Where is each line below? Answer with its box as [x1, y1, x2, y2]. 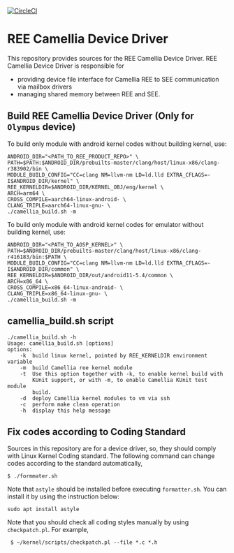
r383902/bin [7, 165, 42, 172]
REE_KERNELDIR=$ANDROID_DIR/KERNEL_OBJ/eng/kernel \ [7, 184, 164, 191]
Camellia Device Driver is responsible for [7, 61, 124, 70]
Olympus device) [7, 121, 76, 133]
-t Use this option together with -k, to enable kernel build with [20, 370, 224, 377]
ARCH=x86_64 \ [7, 278, 49, 285]
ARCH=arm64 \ [7, 189, 45, 197]
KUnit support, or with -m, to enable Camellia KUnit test [32, 376, 208, 383]
